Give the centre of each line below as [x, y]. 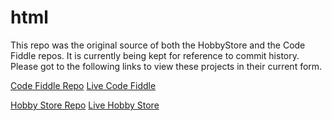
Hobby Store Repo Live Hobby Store [85, 105]
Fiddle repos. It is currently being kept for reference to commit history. [155, 55]
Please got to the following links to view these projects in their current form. [166, 66]
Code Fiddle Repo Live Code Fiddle [83, 85]
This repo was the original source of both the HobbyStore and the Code [158, 45]
